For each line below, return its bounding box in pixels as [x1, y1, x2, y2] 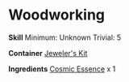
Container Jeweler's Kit [8, 48, 88, 58]
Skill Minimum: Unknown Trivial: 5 [8, 32, 122, 42]
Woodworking [8, 6, 106, 24]
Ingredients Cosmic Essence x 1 [8, 63, 116, 74]
